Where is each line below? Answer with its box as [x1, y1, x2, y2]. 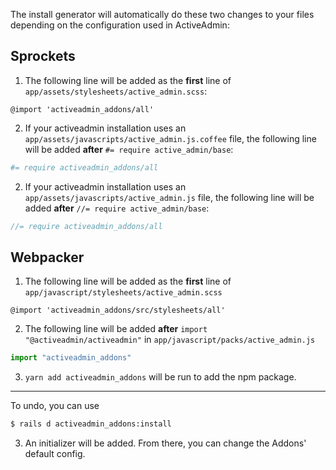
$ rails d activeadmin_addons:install [10, 419, 172, 429]
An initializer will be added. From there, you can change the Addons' [24, 437, 307, 449]
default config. [24, 448, 86, 460]
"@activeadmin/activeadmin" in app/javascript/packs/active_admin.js [24, 334, 316, 346]
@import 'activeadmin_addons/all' [10, 104, 155, 114]
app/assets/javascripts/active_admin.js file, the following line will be [24, 191, 315, 203]
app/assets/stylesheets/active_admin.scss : [24, 85, 208, 97]
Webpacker [10, 249, 85, 266]
